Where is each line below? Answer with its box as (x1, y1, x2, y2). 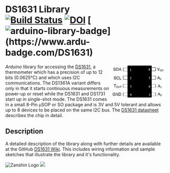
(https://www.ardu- (5, 36, 90, 48)
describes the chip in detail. (5, 112, 64, 118)
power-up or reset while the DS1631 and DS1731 (5, 91, 105, 97)
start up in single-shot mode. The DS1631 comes (5, 96, 107, 102)
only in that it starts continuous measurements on (5, 85, 109, 91)
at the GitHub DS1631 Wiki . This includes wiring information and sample (5, 146, 155, 152)
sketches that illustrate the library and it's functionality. (5, 151, 121, 157)
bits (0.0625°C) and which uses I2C (5, 74, 80, 80)
